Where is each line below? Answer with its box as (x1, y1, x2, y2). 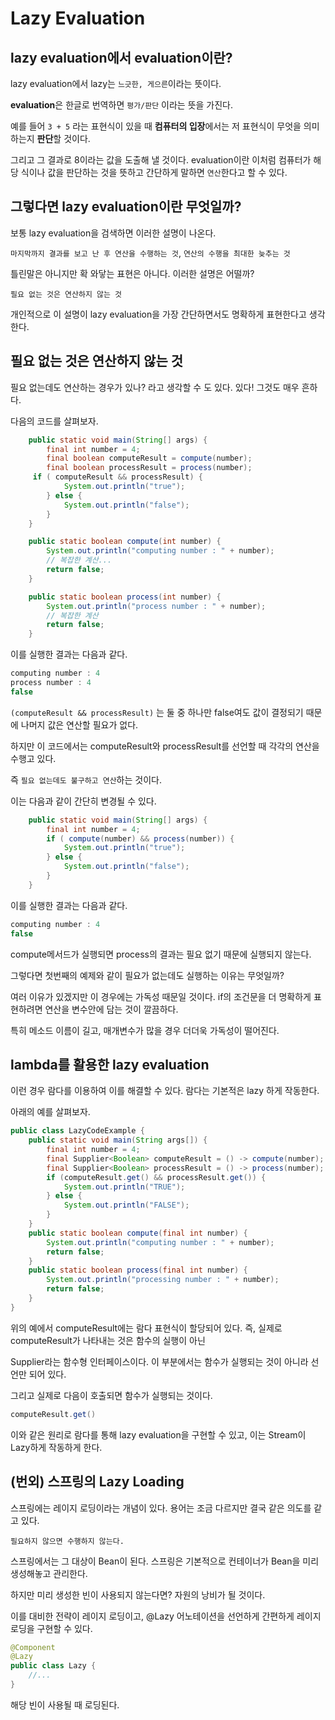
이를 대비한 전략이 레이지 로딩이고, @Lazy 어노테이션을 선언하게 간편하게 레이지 (10, 1610, 322, 1622)
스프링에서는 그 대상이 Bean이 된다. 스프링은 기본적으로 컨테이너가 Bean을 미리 (10, 1555, 320, 1567)
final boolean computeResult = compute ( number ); (46, 453, 253, 464)
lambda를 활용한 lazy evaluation (10, 1056, 210, 1073)
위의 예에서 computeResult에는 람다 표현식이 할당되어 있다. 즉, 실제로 (10, 1322, 283, 1334)
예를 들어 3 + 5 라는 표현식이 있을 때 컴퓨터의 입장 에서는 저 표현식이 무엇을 (10, 120, 302, 132)
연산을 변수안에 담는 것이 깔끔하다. (44, 1003, 179, 1015)
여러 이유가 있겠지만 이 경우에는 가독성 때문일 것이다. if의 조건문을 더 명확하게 (10, 990, 312, 1002)
